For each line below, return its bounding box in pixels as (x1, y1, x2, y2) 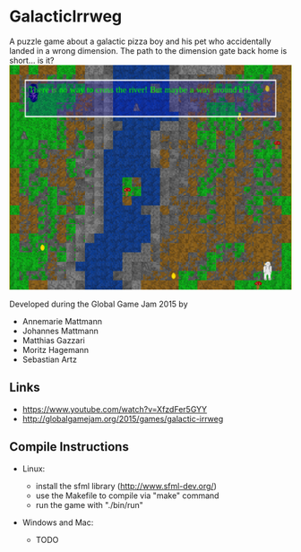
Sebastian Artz (21, 354, 78, 365)
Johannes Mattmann (21, 325, 99, 337)
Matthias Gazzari (21, 335, 85, 346)
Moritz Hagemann (21, 345, 90, 356)
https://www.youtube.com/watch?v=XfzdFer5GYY (21, 403, 208, 414)
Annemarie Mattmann (21, 316, 103, 327)
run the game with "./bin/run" (35, 499, 143, 510)
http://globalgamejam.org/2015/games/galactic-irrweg (21, 413, 224, 424)
